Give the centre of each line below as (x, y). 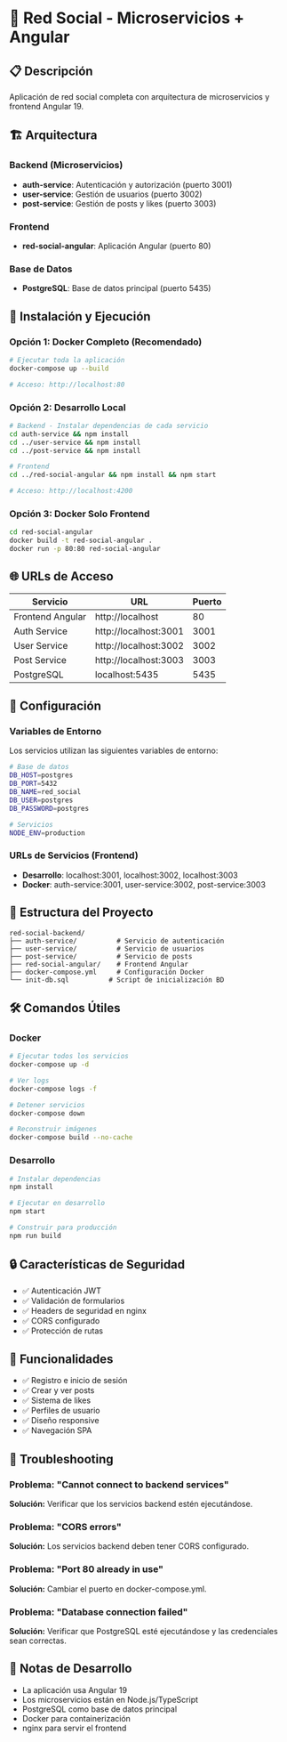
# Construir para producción (63, 1228)
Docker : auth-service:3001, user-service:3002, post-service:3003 (144, 884)
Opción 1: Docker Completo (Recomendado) (106, 342)
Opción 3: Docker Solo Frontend (80, 514)
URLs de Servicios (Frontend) (74, 855)
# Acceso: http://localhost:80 (67, 385)
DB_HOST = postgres (41, 775)
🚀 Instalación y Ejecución (80, 316)
